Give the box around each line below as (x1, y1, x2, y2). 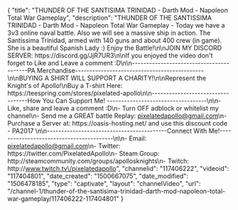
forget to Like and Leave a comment (7, 59, 113, 67)
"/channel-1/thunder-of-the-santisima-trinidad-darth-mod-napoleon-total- (7, 187, 226, 195)
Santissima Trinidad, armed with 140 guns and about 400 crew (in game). (7, 36, 222, 45)
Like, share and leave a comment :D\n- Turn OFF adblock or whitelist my (7, 104, 219, 112)
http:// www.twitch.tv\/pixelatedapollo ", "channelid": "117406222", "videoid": (7, 165, 229, 172)
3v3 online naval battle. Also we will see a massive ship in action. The (7, 28, 211, 37)
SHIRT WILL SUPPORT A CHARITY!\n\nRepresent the (50, 74, 207, 82)
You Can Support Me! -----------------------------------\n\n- (42, 96, 222, 105)
